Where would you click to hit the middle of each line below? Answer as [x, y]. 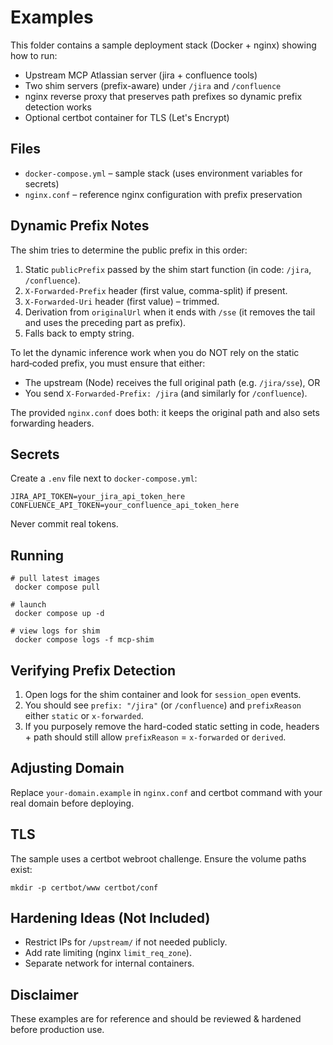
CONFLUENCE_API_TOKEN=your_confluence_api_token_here [125, 506]
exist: [21, 869]
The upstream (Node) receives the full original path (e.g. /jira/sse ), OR [172, 382]
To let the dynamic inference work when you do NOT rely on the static [155, 352]
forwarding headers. [52, 423]
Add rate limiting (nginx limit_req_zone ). [108, 953]
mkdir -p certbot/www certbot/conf [84, 887]
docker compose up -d [59, 614]
